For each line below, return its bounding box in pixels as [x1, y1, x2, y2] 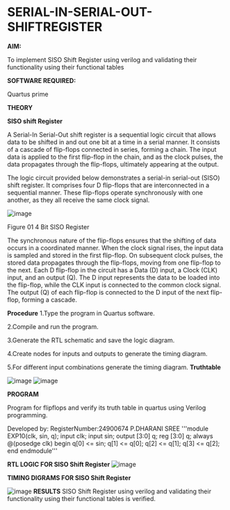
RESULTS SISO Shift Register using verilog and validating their [33, 487, 212, 495]
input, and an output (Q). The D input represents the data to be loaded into [7, 273, 220, 281]
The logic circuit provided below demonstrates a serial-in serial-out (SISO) [7, 173, 220, 182]
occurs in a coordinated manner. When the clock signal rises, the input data [7, 243, 224, 252]
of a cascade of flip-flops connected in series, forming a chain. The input [7, 145, 217, 153]
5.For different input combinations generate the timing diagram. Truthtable [7, 363, 221, 371]
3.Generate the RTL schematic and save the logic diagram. [7, 336, 175, 344]
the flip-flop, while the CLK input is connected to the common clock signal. [7, 280, 222, 289]
